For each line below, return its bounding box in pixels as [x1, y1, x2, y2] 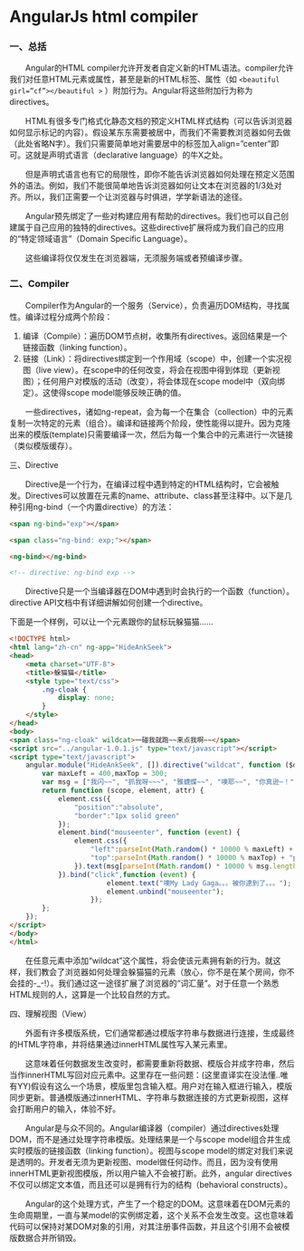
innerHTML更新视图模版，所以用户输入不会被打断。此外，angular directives [9, 1168, 292, 1179]
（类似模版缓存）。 [9, 440, 77, 451]
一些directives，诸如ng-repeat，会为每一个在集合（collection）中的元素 [24, 406, 294, 417]
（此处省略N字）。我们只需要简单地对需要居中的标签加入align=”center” [9, 138, 271, 149]
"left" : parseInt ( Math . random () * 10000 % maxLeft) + [90, 845, 294, 855]
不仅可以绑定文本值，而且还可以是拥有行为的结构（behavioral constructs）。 [9, 1179, 292, 1189]
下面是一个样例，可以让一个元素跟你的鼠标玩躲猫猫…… [9, 616, 214, 627]
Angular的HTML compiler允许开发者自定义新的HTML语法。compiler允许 [24, 62, 294, 73]
